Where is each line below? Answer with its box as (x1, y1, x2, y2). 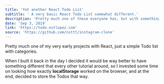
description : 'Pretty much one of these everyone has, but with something (5, 16, 161, 21)
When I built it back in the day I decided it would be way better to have (5, 58, 147, 63)
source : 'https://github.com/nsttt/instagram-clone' (5, 30, 115, 35)
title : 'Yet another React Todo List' (5, 7, 84, 12)
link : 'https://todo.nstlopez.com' (5, 25, 78, 30)
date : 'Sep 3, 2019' (5, 21, 47, 26)
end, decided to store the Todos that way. (5, 74, 89, 79)
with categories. (5, 48, 38, 54)
